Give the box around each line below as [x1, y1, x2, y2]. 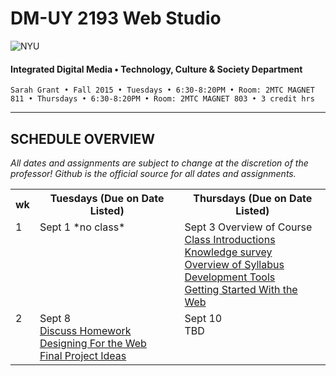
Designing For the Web [39, 336, 147, 350]
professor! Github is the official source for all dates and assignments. [10, 167, 297, 179]
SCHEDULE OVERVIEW [10, 130, 156, 147]
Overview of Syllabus [184, 257, 285, 271]
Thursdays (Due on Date [193, 191, 313, 205]
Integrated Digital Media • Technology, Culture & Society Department [10, 63, 303, 75]
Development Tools [184, 270, 276, 284]
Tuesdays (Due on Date [49, 191, 165, 205]
